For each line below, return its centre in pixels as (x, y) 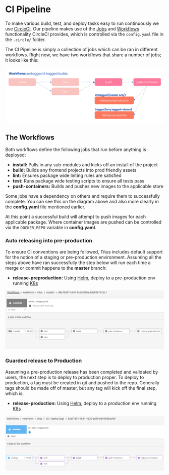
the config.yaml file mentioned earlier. (45, 207)
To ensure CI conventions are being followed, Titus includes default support (84, 251)
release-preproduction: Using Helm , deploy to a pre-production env (84, 278)
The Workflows (30, 138)
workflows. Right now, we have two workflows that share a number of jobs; (83, 55)
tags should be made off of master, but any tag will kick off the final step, (81, 388)
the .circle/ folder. (25, 40)
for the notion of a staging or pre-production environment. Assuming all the (83, 257)
